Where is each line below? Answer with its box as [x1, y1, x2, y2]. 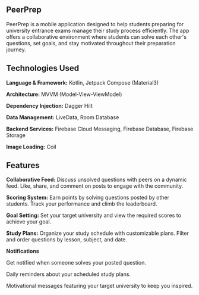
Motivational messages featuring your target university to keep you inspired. [6, 282, 193, 290]
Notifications [6, 247, 40, 255]
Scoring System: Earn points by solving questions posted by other [6, 194, 169, 201]
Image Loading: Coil [6, 143, 56, 150]
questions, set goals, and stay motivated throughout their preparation [6, 39, 176, 46]
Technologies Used [6, 63, 79, 73]
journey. [6, 46, 26, 53]
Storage [6, 131, 26, 139]
